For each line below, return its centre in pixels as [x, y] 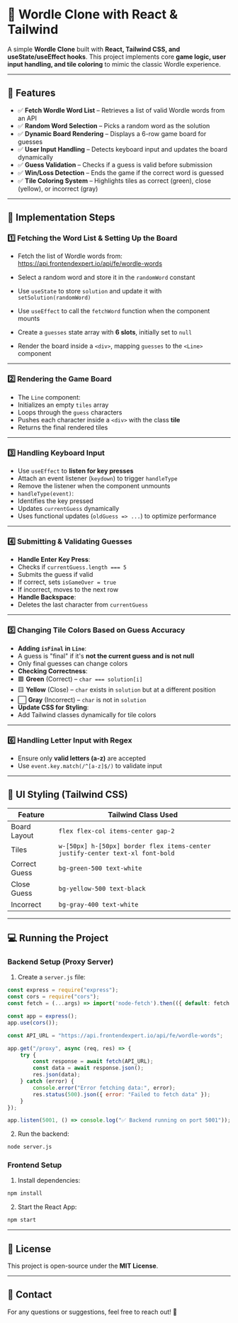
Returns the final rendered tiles [63, 427]
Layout [22, 835]
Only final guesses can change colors [73, 663]
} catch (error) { [47, 1081]
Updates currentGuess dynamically [68, 509]
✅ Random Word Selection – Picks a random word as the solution [114, 125]
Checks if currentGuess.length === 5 [72, 567]
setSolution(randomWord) [54, 298]
